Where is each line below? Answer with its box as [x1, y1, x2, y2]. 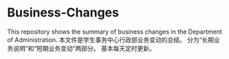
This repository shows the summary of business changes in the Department [7, 27, 222, 36]
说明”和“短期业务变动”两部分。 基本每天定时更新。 [12, 44, 156, 52]
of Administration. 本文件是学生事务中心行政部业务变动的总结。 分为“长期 [7, 36, 215, 44]
